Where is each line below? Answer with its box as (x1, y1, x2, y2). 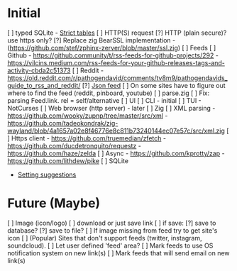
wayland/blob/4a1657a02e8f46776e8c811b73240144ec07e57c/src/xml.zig (7, 126, 226, 135)
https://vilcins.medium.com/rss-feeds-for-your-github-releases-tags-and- (7, 58, 225, 67)
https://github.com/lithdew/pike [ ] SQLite (7, 156, 129, 165)
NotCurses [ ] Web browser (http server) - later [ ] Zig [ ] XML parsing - (7, 104, 216, 112)
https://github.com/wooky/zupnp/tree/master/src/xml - (7, 111, 168, 120)
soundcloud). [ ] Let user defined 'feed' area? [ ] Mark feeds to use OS (7, 241, 214, 250)
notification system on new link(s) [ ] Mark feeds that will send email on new (7, 248, 230, 257)
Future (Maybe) (7, 195, 101, 211)
